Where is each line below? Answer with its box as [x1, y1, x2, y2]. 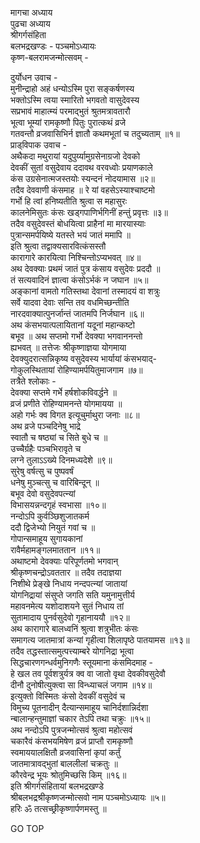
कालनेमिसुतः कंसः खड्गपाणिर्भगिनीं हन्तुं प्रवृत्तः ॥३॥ [10, 207, 169, 218]
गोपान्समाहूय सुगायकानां [10, 533, 83, 544]
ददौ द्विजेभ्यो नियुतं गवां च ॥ [10, 522, 96, 533]
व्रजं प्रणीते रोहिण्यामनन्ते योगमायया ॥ [10, 398, 123, 409]
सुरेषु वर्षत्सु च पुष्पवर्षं [10, 465, 74, 477]
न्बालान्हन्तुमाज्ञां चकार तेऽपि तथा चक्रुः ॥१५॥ [10, 713, 151, 724]
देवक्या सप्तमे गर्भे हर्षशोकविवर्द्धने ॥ [10, 387, 117, 398]
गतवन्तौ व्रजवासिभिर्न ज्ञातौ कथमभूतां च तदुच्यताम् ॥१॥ [10, 128, 180, 139]
